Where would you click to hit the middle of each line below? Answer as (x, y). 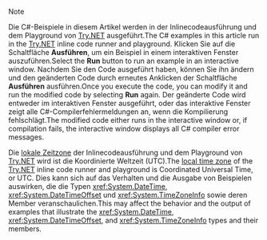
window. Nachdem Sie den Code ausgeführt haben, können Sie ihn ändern (131, 69)
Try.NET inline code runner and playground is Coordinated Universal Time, (131, 169)
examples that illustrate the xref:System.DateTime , (91, 212)
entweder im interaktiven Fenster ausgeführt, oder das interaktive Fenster (130, 103)
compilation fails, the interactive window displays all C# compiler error (124, 128)
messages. (26, 137)
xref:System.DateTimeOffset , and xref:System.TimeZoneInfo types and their (133, 220)
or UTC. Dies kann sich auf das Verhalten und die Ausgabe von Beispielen (130, 178)
